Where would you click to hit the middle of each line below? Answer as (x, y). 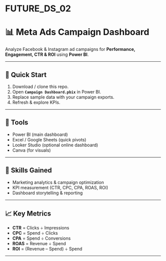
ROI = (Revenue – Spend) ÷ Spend (47, 249)
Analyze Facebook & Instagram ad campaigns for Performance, (70, 49)
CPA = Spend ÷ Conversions (41, 238)
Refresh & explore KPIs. (36, 102)
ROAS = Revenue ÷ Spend (39, 244)
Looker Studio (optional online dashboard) (55, 145)
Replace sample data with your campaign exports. (63, 97)
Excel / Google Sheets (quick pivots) (49, 139)
